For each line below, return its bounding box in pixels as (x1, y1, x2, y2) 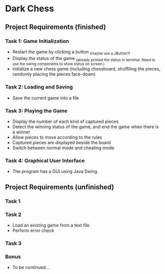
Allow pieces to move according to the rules (12, 134, 103, 140)
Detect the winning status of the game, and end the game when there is (12, 124, 159, 130)
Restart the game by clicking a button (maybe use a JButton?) (12, 49, 130, 56)
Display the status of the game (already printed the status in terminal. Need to (12, 55, 155, 62)
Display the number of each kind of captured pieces (12, 118, 119, 124)
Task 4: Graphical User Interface (5, 157, 85, 164)
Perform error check (12, 227, 55, 233)
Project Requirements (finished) (5, 23, 107, 31)
